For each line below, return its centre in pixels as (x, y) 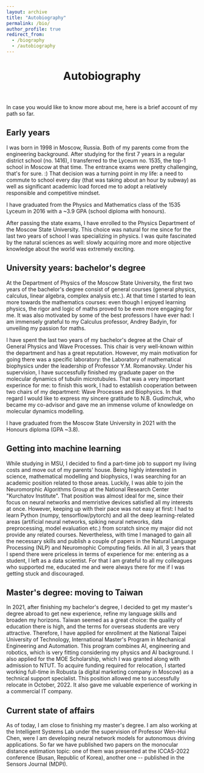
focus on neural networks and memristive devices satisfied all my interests (100, 502)
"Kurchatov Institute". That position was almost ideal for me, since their (95, 496)
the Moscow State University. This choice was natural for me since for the (99, 229)
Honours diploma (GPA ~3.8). (43, 429)
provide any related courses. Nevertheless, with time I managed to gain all (99, 535)
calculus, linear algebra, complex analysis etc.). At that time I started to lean (101, 296)
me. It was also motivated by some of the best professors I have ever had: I (100, 315)
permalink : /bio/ (28, 23)
